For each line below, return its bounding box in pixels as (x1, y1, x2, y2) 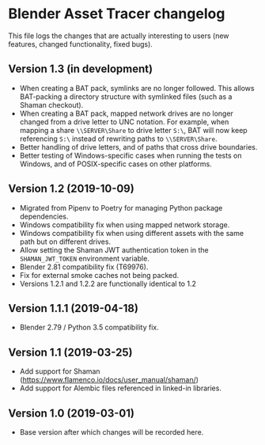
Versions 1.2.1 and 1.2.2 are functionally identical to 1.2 (19, 279, 196, 288)
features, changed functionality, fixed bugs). (8, 39, 153, 48)
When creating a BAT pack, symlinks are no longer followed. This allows (19, 83, 255, 93)
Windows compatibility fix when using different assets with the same (19, 228, 244, 238)
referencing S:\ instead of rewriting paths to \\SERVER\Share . (19, 134, 218, 143)
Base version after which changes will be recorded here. (19, 428, 204, 436)
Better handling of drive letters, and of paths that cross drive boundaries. (19, 142, 258, 151)
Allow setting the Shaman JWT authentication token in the (19, 245, 210, 254)
